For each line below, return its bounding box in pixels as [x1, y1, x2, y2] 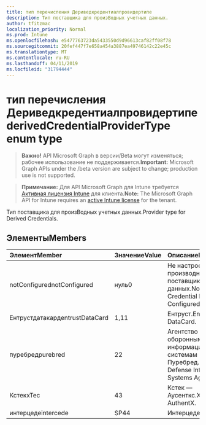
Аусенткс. [167, 391, 197, 400]
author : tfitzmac [6, 20, 51, 26]
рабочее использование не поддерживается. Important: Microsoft [21, 158, 194, 166]
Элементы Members [6, 233, 87, 243]
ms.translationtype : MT [6, 49, 67, 55]
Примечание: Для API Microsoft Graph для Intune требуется [21, 184, 179, 191]
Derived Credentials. [6, 215, 58, 222]
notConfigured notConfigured [9, 281, 93, 289]
